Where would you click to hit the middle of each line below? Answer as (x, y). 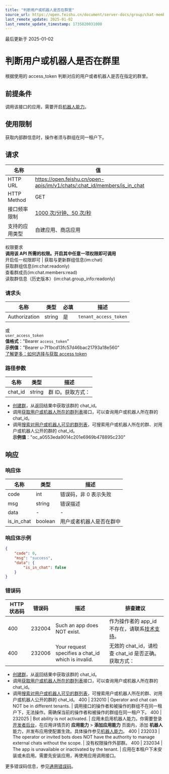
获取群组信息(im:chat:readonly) (37, 266)
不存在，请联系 (127, 629)
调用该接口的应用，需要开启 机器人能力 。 (47, 107)
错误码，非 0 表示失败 (86, 494)
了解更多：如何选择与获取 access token (46, 353)
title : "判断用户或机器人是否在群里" (40, 10)
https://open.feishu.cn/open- (70, 179)
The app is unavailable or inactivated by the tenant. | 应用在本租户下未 (85, 749)
